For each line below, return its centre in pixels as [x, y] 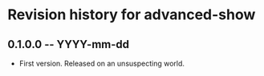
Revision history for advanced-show [132, 15]
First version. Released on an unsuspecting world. [102, 63]
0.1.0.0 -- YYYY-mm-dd [69, 44]
